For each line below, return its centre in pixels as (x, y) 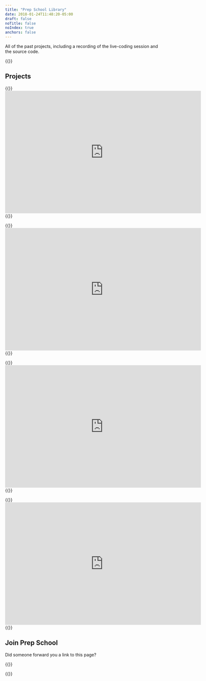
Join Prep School (31, 643)
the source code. (22, 51)
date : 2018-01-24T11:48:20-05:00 (39, 14)
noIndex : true (20, 28)
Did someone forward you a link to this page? (51, 655)
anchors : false (21, 32)
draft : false (18, 19)
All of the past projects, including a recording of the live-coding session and (81, 46)
